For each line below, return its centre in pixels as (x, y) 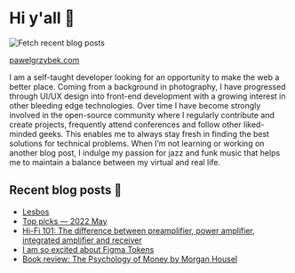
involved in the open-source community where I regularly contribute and (142, 115)
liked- (254, 124)
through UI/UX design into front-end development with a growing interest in (147, 96)
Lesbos (36, 212)
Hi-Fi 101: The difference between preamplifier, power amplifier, (139, 230)
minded (23, 133)
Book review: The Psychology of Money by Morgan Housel (130, 259)
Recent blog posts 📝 (66, 190)
